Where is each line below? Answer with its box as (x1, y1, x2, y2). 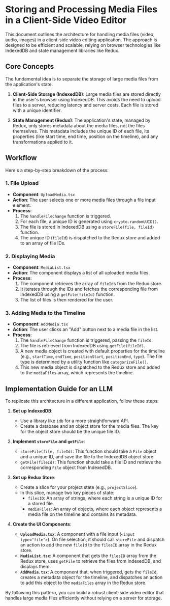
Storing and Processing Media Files (5, 4, 158, 15)
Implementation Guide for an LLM (5, 384, 113, 393)
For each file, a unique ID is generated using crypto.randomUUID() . (20, 218, 158, 225)
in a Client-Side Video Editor (5, 14, 127, 26)
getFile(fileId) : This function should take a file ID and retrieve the (20, 459, 161, 465)
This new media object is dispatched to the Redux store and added (20, 364, 160, 370)
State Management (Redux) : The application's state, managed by (12, 117, 151, 123)
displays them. (20, 564, 51, 570)
